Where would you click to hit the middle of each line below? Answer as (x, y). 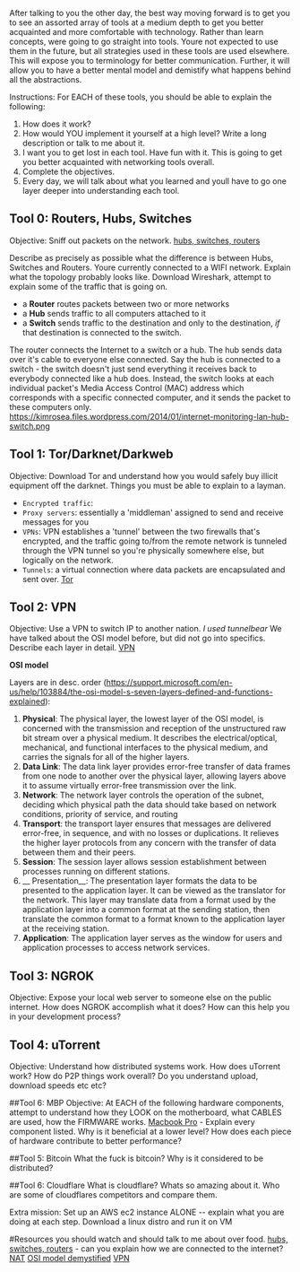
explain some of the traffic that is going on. (89, 286)
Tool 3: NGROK (52, 976)
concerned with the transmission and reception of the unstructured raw (154, 728)
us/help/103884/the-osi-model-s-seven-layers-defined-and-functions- (141, 692)
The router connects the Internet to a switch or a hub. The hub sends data (146, 350)
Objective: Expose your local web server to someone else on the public (141, 998)
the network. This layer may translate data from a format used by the (149, 900)
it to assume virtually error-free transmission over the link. (129, 786)
